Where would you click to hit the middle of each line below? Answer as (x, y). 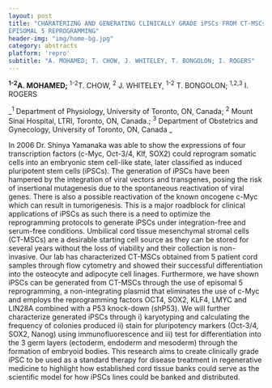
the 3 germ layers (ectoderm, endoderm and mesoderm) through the (123, 342)
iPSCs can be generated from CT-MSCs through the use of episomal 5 (126, 282)
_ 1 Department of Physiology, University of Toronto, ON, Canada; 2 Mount (131, 110)
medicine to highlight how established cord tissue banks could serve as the (134, 368)
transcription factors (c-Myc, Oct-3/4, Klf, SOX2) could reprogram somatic (132, 154)
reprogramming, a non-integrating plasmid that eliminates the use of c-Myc (134, 291)
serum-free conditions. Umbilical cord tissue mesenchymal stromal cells (129, 230)
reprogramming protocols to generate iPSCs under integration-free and (127, 222)
